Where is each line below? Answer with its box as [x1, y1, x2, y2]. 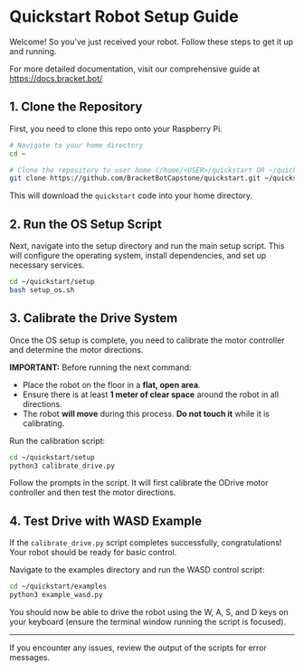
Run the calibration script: [9, 435, 106, 446]
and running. [9, 45, 57, 56]
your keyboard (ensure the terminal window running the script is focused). [9, 616, 287, 627]
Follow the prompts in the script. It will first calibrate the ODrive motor [9, 478, 269, 488]
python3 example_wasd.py [9, 591, 103, 600]
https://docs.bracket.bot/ [9, 72, 103, 83]
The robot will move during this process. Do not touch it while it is [22, 408, 270, 419]
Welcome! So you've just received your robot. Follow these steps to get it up [9, 36, 294, 47]
